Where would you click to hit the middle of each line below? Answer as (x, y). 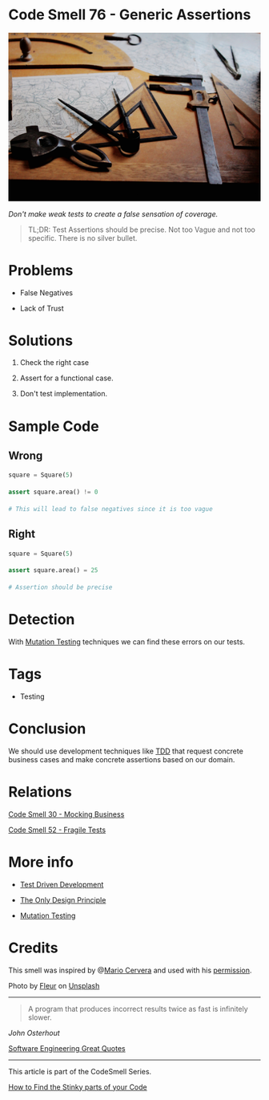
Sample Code (54, 426)
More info (41, 862)
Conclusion (47, 729)
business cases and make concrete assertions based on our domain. (122, 759)
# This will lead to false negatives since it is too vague (111, 509)
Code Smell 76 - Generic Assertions (130, 15)
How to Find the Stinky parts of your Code (78, 1087)
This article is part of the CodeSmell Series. (80, 1071)
